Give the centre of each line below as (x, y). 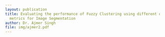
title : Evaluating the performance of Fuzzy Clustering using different (81, 14)
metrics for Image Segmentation (43, 18)
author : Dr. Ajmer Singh (30, 23)
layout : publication (26, 9)
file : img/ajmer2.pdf (27, 27)
